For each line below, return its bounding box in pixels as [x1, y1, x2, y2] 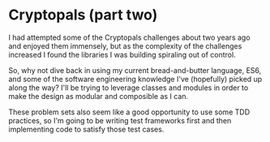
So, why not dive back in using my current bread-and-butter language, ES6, [8, 65, 262, 75]
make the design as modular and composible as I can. [8, 91, 189, 101]
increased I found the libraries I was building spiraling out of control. [8, 49, 237, 59]
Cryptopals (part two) [8, 6, 158, 24]
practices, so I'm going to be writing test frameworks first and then [8, 115, 232, 125]
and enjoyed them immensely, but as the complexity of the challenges [8, 41, 242, 50]
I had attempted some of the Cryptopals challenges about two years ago [8, 32, 251, 42]
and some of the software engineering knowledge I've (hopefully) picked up [8, 74, 263, 84]
